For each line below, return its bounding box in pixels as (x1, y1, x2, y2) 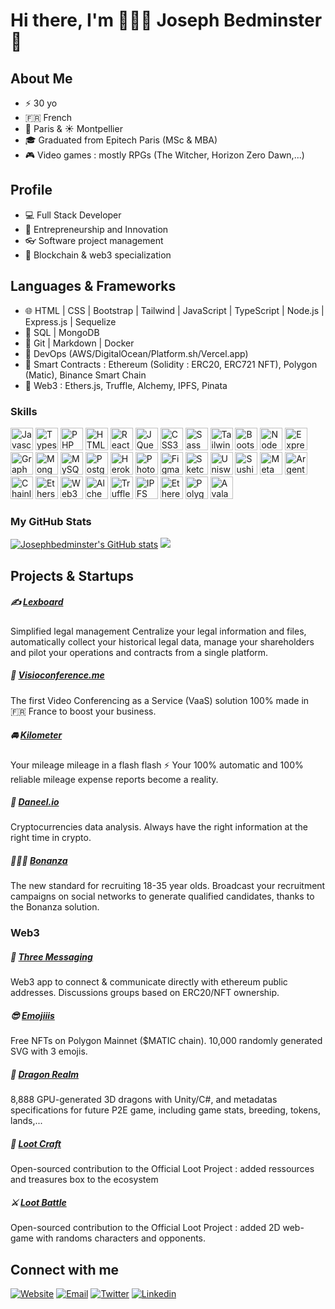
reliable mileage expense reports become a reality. (10, 773, 219, 785)
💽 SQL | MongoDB (24, 326, 100, 338)
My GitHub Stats (10, 514, 92, 528)
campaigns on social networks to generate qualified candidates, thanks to (10, 890, 315, 903)
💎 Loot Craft (10, 1137, 62, 1149)
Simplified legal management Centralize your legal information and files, (10, 625, 307, 637)
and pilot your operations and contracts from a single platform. (10, 646, 269, 658)
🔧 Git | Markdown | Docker (24, 337, 135, 349)
